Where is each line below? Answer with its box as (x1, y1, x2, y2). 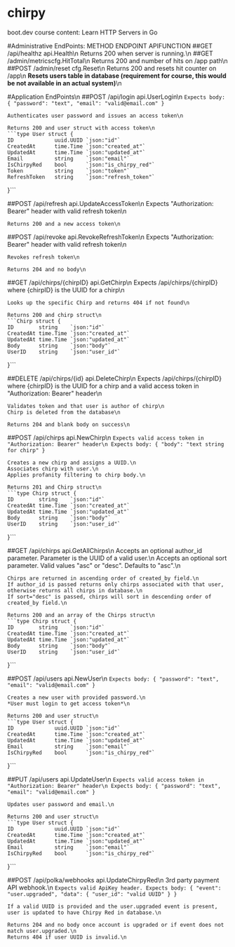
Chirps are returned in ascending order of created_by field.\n (7, 575, 199, 582)
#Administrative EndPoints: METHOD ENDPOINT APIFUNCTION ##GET (7, 41, 213, 50)
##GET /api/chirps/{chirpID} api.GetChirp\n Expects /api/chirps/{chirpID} (7, 278, 218, 287)
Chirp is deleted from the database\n (7, 409, 121, 416)
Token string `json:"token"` (7, 167, 130, 175)
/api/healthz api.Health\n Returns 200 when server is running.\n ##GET (7, 49, 214, 57)
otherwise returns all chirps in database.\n (7, 587, 142, 594)
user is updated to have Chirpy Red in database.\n (7, 909, 161, 916)
